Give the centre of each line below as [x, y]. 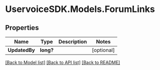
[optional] [104, 50]
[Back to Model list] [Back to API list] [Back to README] [63, 62]
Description [73, 42]
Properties [22, 28]
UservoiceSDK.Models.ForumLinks [80, 9]
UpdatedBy [21, 50]
